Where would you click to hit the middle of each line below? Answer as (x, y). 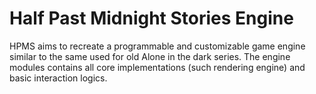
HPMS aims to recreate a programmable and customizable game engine (157, 46)
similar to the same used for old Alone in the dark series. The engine (150, 56)
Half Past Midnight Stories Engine (151, 18)
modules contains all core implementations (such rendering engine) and (157, 67)
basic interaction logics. (58, 78)
